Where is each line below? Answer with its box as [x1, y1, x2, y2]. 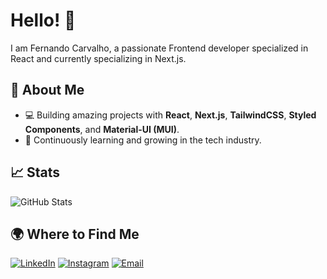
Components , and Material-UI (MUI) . [24, 123, 180, 135]
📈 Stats [10, 164, 61, 181]
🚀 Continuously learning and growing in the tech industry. [24, 134, 262, 146]
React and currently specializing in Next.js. [10, 52, 187, 64]
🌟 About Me [10, 82, 85, 99]
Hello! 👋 [10, 9, 77, 32]
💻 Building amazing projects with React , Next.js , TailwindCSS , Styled [24, 109, 317, 121]
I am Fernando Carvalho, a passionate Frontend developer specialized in [10, 42, 309, 54]
